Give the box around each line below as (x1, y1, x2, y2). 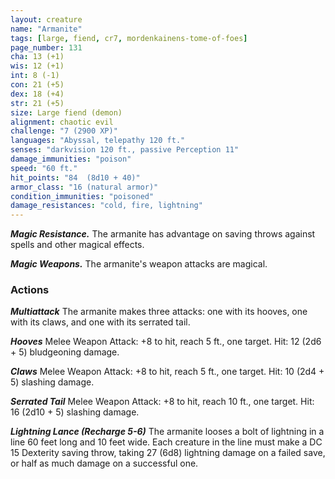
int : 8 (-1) (10, 71, 60, 81)
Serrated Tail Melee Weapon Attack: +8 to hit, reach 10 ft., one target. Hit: (10, 396, 315, 408)
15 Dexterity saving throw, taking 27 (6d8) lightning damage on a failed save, (10, 447, 326, 459)
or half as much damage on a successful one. (10, 457, 199, 470)
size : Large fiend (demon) (10, 107, 123, 118)
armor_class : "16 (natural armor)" (10, 182, 159, 192)
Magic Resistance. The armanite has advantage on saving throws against (10, 228, 316, 240)
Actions (10, 283, 50, 297)
